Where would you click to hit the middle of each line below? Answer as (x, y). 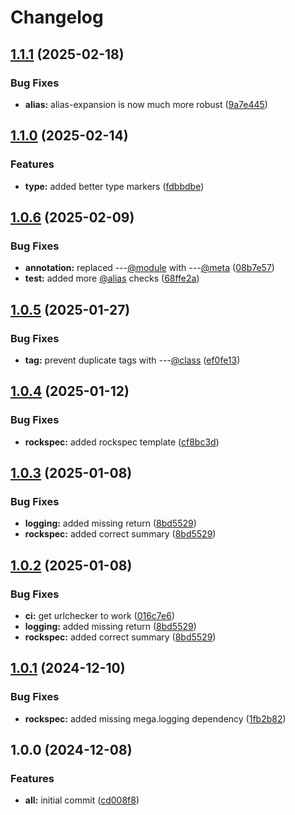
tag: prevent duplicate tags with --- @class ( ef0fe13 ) (132, 360)
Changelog (57, 17)
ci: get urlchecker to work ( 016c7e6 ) (100, 615)
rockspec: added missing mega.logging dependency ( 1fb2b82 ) (155, 718)
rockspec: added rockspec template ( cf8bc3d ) (122, 442)
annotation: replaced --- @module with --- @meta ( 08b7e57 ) (149, 268)
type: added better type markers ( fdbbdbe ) (114, 186)
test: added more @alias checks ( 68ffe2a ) (112, 278)
